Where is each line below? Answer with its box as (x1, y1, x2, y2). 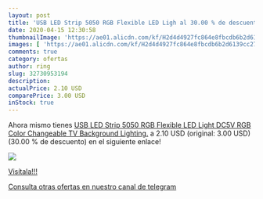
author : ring (8, 63, 51, 71)
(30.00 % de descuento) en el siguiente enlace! (8, 137, 162, 147)
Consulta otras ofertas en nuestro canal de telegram (8, 182, 177, 192)
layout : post (8, 11, 51, 20)
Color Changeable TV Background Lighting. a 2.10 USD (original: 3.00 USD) (8, 128, 251, 138)
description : (8, 77, 51, 85)
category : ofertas (8, 56, 68, 63)
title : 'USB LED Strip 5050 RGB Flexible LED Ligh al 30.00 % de (8, 19, 225, 27)
